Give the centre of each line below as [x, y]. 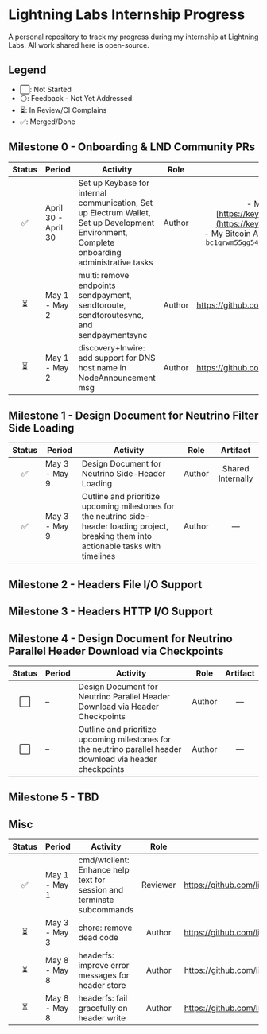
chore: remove [105, 928]
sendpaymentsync [113, 335]
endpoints [97, 285]
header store [102, 986]
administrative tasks [116, 262]
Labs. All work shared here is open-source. [79, 45]
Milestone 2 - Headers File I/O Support [105, 585]
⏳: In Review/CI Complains [63, 110]
